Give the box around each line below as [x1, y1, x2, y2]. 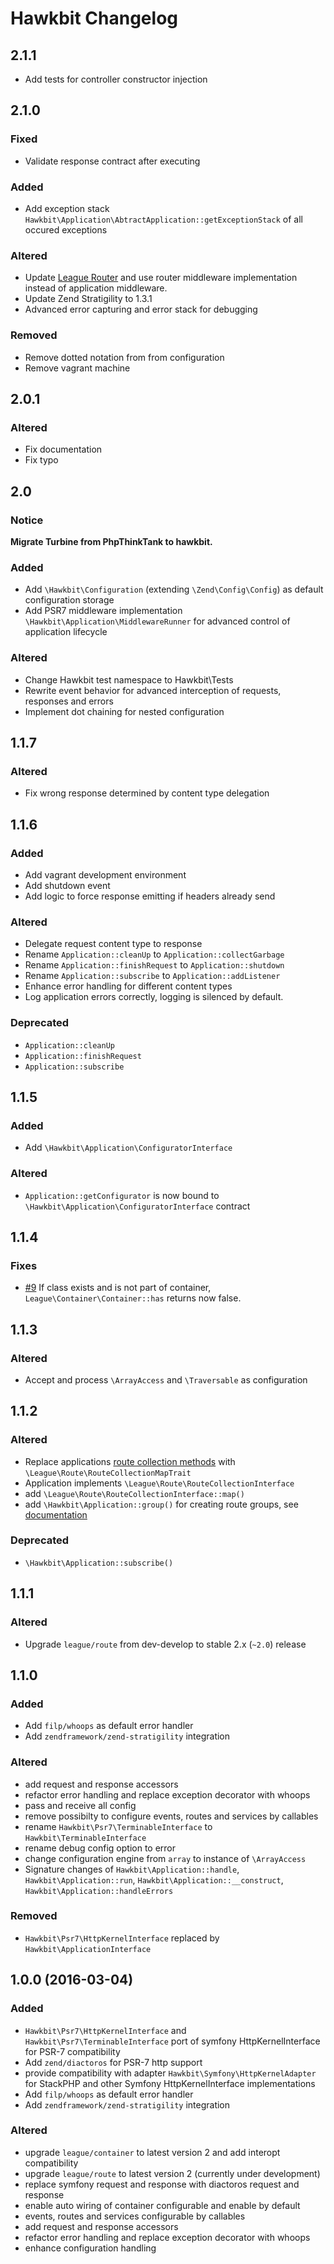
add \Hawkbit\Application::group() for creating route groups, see [24, 1498, 299, 1510]
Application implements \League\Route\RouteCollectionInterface [24, 1477, 295, 1489]
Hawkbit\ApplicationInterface [24, 1944, 152, 1954]
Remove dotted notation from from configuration [24, 351, 225, 363]
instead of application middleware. [24, 282, 168, 294]
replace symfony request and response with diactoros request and [24, 2178, 300, 2190]
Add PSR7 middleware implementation [24, 605, 183, 617]
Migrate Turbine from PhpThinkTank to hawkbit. [10, 535, 213, 547]
